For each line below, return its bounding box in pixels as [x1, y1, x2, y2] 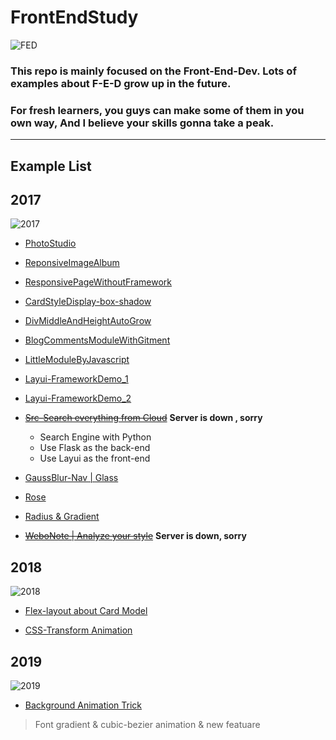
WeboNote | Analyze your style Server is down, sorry [24, 530, 247, 542]
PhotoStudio [24, 237, 77, 250]
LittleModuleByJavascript [24, 354, 130, 366]
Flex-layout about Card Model [24, 605, 148, 617]
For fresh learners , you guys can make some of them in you [10, 103, 305, 117]
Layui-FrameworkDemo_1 [24, 373, 129, 385]
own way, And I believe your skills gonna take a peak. [10, 116, 274, 130]
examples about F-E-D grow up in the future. [10, 76, 232, 90]
